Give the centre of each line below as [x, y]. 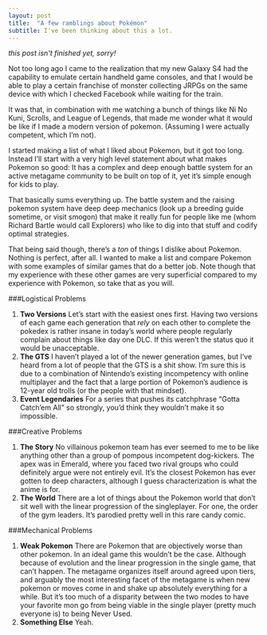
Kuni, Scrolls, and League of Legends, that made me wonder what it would [130, 118]
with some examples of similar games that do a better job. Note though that [132, 266]
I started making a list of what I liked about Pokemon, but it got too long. [126, 151]
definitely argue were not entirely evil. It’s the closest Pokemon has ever [138, 473]
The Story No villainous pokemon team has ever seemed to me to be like [139, 447]
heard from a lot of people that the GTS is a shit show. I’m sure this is [133, 365]
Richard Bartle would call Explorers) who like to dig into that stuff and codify [133, 225]
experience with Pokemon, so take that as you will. [91, 284]
